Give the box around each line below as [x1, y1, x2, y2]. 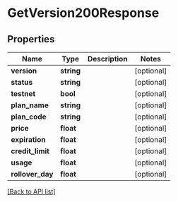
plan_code [11, 112, 47, 121]
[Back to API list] [7, 187, 56, 196]
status [11, 78, 33, 87]
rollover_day [11, 170, 54, 179]
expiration [11, 135, 46, 144]
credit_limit [11, 146, 49, 156]
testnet [11, 89, 36, 98]
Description [87, 54, 129, 64]
